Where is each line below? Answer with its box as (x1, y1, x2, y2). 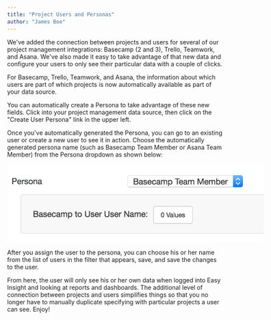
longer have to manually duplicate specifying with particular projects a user (7, 297, 220, 306)
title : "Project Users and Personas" (7, 11, 115, 18)
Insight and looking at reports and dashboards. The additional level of (7, 283, 203, 291)
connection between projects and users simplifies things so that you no (7, 291, 209, 299)
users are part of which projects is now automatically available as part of (7, 80, 212, 88)
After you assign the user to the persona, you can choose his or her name (7, 248, 215, 256)
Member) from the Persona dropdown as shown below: (7, 150, 163, 159)
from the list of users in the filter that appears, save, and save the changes (7, 255, 217, 263)
